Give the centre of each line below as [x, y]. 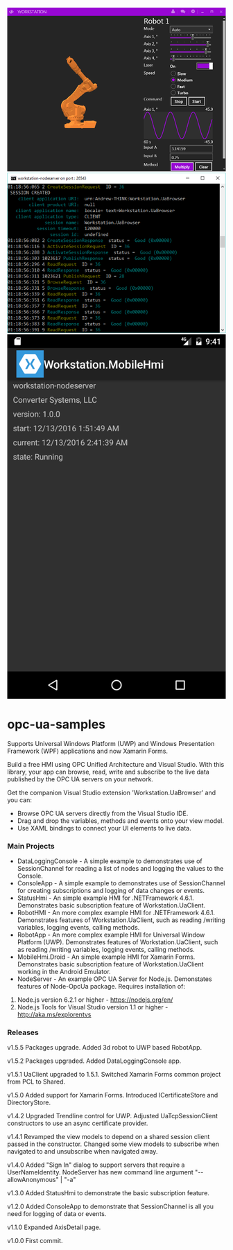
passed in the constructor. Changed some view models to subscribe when [113, 1144]
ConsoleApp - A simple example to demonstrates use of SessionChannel [121, 883]
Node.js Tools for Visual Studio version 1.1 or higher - [93, 1007]
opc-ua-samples [57, 724]
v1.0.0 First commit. [35, 1241]
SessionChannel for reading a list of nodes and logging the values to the [120, 868]
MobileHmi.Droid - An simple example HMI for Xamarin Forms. [106, 957]
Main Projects [31, 846]
